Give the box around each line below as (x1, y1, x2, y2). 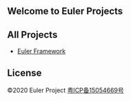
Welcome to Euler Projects (7, 5, 123, 17)
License (7, 67, 42, 78)
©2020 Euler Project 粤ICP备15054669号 (7, 86, 124, 95)
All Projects (7, 29, 58, 41)
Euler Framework (17, 47, 66, 56)
